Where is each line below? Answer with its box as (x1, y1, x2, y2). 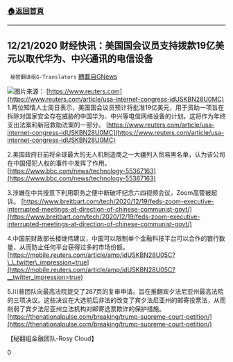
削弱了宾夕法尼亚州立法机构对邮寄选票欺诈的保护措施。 (7, 305, 165, 313)
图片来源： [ (14, 87, 49, 95)
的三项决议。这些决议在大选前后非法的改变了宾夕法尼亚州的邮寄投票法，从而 (7, 296, 226, 304)
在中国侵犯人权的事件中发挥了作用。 (7, 159, 111, 168)
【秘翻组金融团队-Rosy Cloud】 (7, 334, 98, 343)
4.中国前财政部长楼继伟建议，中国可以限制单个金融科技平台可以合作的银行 (7, 235, 220, 243)
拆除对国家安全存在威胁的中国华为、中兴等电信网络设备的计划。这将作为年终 (7, 112, 226, 120)
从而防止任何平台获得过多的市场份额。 (19, 243, 129, 251)
